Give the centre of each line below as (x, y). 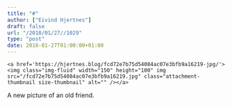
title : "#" (23, 13)
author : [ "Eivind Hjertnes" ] (49, 20)
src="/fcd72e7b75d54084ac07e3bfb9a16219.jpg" (74, 76)
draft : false (26, 26)
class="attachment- (172, 76)
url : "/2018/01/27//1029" (44, 33)
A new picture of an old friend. (51, 95)
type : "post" (26, 39)
